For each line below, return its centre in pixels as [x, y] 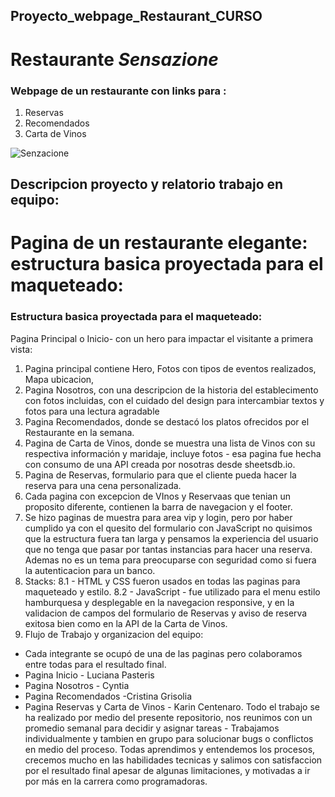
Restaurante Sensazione [114, 59]
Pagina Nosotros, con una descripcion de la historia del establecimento [171, 390]
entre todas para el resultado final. [95, 664]
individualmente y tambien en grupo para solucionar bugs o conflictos [169, 738]
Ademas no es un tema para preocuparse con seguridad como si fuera [170, 560]
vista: [21, 349]
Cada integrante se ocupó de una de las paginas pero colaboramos [163, 653]
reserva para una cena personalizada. [103, 485]
